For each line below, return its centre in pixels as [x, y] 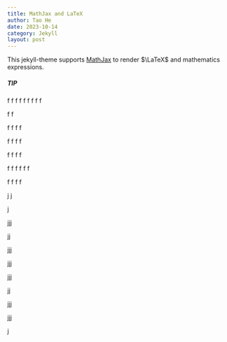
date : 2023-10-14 [33, 27]
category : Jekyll [33, 33]
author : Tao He [29, 20]
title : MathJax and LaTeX [45, 14]
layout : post [26, 40]
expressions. [26, 67]
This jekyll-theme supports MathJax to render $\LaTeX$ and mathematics [114, 59]
